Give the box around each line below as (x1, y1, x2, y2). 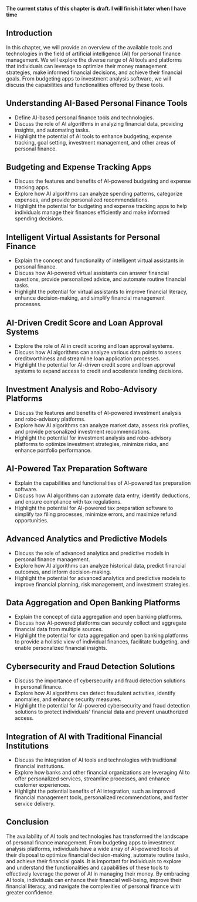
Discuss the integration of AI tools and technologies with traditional (14, 756, 177, 763)
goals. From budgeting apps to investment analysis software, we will (6, 75, 171, 82)
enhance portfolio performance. (14, 447, 92, 454)
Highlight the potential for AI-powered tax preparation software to (14, 504, 174, 511)
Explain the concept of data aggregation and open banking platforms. (14, 613, 183, 621)
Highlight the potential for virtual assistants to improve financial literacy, (14, 288, 188, 296)
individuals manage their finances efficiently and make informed (14, 209, 170, 216)
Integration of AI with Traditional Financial (6, 732, 162, 742)
